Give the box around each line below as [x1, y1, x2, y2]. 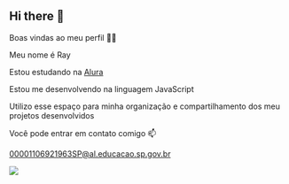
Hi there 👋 [9, 9, 65, 24]
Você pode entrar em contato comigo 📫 [9, 127, 157, 138]
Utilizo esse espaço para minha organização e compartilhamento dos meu [9, 101, 281, 111]
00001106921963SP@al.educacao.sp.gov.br [9, 148, 171, 159]
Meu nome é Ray [9, 50, 71, 60]
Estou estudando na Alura [9, 66, 104, 77]
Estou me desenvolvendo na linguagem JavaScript [9, 83, 194, 94]
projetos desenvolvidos [9, 110, 95, 120]
